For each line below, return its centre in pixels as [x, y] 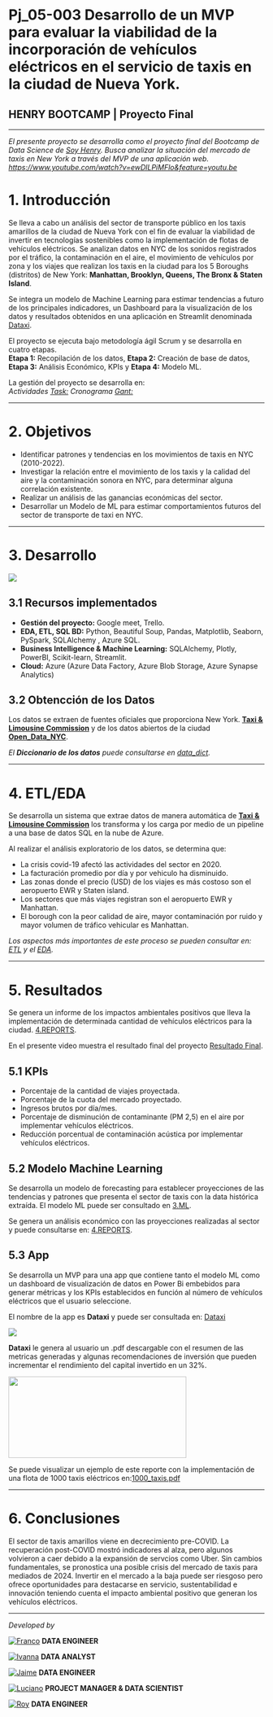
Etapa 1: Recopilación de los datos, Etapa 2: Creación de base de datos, [129, 358]
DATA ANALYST [68, 1656]
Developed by [32, 1625]
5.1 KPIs [28, 1071]
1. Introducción [60, 200]
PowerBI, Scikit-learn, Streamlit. [74, 657]
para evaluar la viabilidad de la [113, 32]
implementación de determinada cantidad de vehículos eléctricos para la [130, 1021]
